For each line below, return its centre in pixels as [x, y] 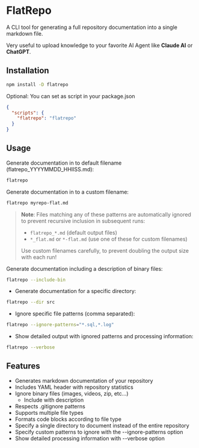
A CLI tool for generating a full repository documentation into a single [92, 27]
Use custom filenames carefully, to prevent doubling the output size [105, 250]
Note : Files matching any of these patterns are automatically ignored [106, 214]
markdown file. [25, 33]
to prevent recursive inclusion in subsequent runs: [83, 221]
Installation [28, 71]
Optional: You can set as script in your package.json [71, 96]
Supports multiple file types [49, 412]
